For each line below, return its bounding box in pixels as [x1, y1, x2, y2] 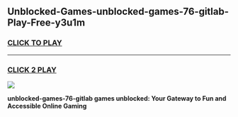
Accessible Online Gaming [7, 101, 87, 110]
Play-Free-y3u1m [7, 17, 86, 29]
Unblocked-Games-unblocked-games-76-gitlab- [7, 6, 229, 18]
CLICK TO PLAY [7, 38, 62, 48]
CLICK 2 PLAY [7, 65, 57, 74]
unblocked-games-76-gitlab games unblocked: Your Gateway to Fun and [7, 94, 227, 102]
